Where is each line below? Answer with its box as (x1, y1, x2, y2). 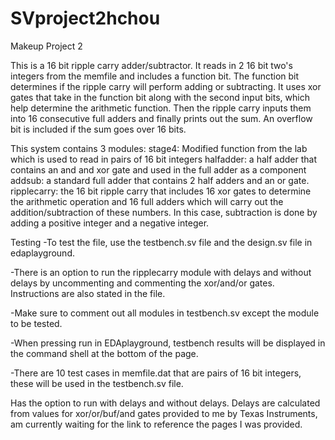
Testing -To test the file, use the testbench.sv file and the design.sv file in (10, 236, 313, 248)
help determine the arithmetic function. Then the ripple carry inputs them (10, 102, 312, 114)
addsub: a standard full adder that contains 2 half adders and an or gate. (10, 174, 310, 186)
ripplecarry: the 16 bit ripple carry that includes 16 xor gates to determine (10, 185, 312, 197)
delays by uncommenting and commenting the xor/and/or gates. (10, 277, 275, 289)
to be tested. (10, 317, 63, 329)
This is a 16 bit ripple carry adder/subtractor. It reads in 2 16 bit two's (10, 59, 293, 71)
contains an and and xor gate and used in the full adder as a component (10, 163, 307, 176)
